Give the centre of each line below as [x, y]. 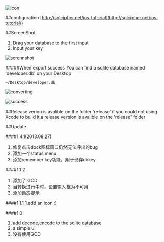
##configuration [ [24, 18]
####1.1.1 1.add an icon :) [31, 203]
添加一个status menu [35, 153]
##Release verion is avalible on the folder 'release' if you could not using [81, 111]
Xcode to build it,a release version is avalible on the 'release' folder [75, 117]
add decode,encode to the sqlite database [57, 223]
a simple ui [24, 228]
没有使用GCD [26, 234]
